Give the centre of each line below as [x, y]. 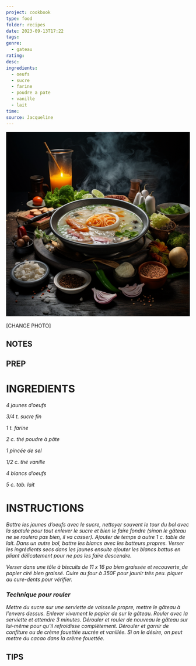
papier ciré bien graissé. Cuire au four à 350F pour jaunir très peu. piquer [94, 573]
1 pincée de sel [24, 450]
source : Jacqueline [30, 117]
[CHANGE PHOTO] [29, 326]
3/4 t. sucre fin [24, 416]
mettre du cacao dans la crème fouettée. [55, 638]
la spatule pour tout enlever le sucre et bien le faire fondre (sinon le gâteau [96, 531]
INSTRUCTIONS [45, 508]
